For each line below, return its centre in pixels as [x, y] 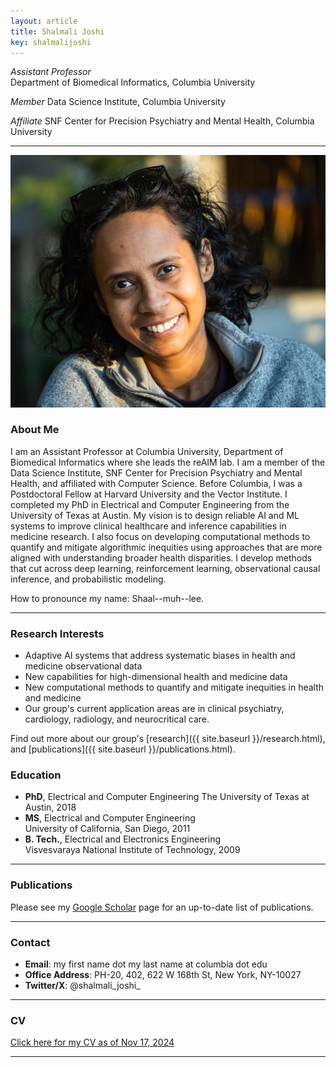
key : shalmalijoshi [51, 42]
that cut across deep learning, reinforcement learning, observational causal [165, 568]
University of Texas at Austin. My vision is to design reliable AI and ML [155, 515]
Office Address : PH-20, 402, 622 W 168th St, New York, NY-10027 [163, 975]
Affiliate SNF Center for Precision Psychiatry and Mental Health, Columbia [162, 121]
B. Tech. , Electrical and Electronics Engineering [123, 839]
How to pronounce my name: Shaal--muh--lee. [107, 598]
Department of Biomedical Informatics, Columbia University [133, 82]
